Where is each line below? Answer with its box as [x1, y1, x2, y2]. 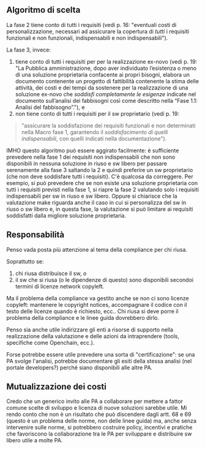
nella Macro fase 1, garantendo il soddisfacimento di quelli [21, 128, 168, 135]
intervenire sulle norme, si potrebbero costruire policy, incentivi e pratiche [6, 424, 193, 431]
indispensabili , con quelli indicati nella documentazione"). [21, 135, 167, 142]
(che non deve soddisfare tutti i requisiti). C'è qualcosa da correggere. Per [6, 173, 194, 180]
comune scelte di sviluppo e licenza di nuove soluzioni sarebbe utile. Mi [6, 404, 187, 412]
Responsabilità [6, 230, 65, 240]
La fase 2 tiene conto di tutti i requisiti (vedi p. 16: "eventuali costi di [6, 21, 177, 28]
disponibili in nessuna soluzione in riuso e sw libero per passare [6, 159, 167, 167]
